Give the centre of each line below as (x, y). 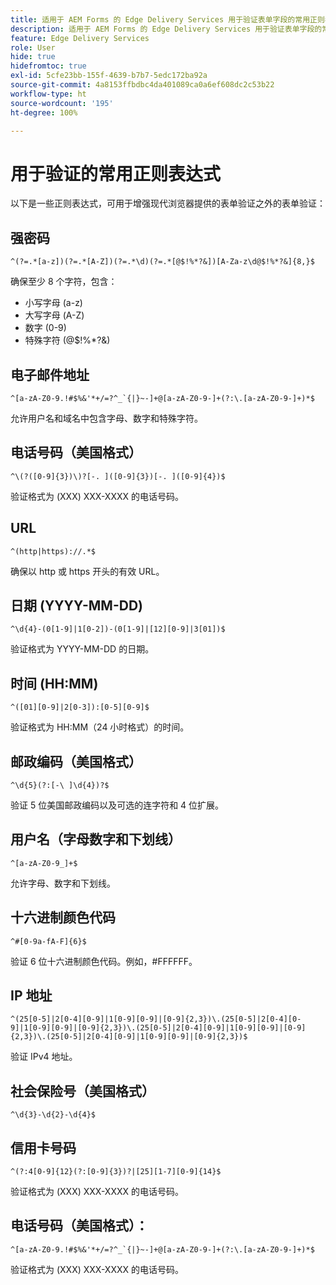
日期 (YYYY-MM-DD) (76, 605)
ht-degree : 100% (44, 112)
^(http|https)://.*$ (53, 551)
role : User (33, 47)
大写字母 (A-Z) (54, 315)
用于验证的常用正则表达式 (116, 173)
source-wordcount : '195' (62, 103)
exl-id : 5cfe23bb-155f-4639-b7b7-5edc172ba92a (109, 76)
